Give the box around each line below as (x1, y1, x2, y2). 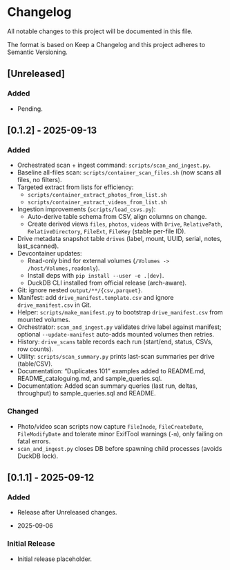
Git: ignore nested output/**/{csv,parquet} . (17, 286, 143, 294)
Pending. (17, 105, 43, 113)
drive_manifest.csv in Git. (17, 301, 92, 309)
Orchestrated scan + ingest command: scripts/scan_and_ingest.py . (17, 161, 211, 170)
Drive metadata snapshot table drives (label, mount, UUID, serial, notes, (17, 235, 222, 243)
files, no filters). (17, 176, 62, 184)
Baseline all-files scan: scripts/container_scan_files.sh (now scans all (17, 168, 222, 177)
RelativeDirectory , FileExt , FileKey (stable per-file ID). (27, 227, 186, 235)
